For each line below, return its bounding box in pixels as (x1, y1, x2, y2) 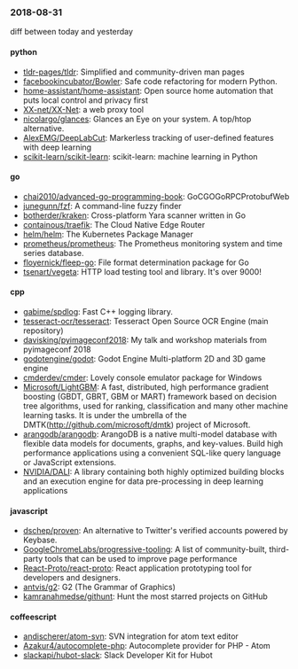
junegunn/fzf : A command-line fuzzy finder (22, 200, 182, 211)
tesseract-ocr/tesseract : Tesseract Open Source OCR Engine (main (22, 315, 269, 326)
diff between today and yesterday (10, 27, 134, 37)
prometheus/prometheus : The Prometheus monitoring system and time (22, 237, 283, 249)
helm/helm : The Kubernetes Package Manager (22, 229, 193, 239)
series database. (22, 247, 84, 258)
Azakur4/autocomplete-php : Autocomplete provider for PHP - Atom (22, 641, 271, 651)
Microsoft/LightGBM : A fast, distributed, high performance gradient (22, 381, 269, 392)
